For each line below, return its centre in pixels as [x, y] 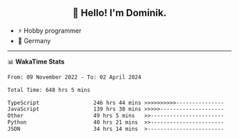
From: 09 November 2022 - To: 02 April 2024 [74, 77]
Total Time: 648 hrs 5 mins [49, 90]
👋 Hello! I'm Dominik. [119, 13]
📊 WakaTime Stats [36, 62]
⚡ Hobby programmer [49, 30]
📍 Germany [34, 40]
